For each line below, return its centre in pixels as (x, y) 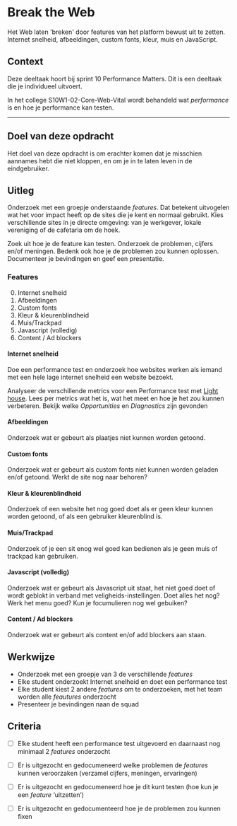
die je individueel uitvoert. (45, 86)
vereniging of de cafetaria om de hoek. (64, 230)
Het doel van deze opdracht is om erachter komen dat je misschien (105, 153)
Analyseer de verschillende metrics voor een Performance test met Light (113, 390)
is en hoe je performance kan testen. (61, 107)
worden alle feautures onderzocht (67, 697)
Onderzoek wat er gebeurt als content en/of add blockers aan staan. (107, 635)
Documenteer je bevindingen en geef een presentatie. (86, 259)
